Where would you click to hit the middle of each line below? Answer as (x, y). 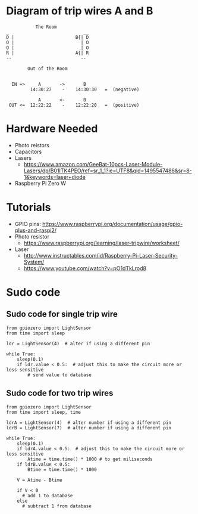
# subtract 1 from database (57, 506)
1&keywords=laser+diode (55, 177)
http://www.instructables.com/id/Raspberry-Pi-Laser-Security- (101, 255)
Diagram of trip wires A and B (80, 11)
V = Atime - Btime (40, 480)
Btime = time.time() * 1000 (62, 469)
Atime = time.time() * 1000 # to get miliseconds (90, 459)
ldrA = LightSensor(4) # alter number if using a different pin (89, 422)
